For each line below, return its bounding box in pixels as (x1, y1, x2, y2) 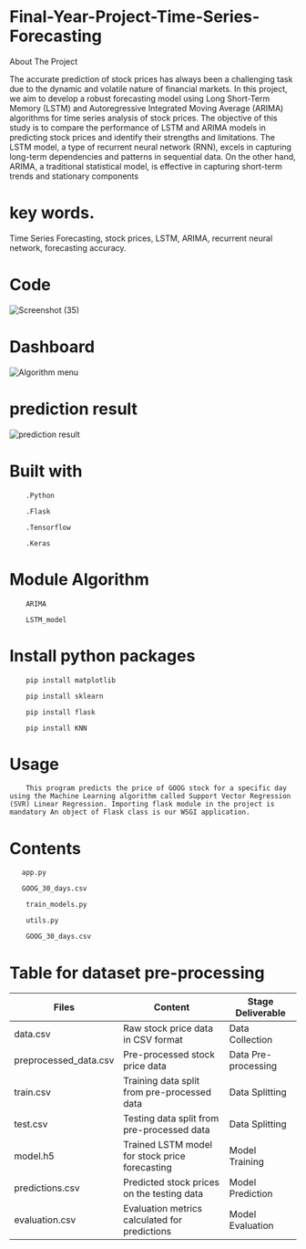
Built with (9, 461, 83, 481)
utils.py (25, 916, 59, 925)
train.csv (14, 1086, 52, 1098)
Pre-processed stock (122, 1048, 216, 1061)
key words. (9, 203, 96, 224)
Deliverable (235, 1006, 287, 1019)
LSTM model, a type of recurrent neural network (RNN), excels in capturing (9, 141, 291, 152)
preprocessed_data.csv (14, 1054, 115, 1067)
